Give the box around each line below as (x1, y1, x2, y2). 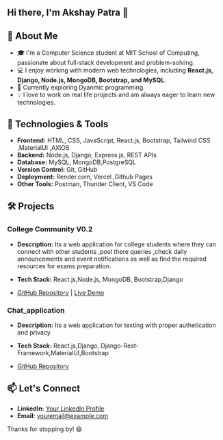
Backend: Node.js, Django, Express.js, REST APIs (16, 151, 157, 159)
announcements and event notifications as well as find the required (16, 255, 207, 263)
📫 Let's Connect (7, 383, 81, 394)
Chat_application (7, 305, 65, 315)
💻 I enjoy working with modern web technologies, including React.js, (16, 66, 213, 75)
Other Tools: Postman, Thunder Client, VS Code (16, 180, 153, 188)
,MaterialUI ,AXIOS (16, 144, 70, 152)
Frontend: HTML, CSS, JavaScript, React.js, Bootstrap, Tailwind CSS (16, 136, 211, 144)
